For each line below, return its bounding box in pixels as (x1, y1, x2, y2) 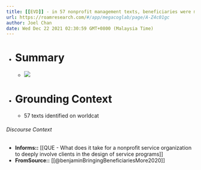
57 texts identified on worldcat (23, 112, 99, 119)
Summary (14, 51, 65, 64)
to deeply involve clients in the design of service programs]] (14, 150, 163, 158)
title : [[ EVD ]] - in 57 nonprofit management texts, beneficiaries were (6, 8, 191, 15)
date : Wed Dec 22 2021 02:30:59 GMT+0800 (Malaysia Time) (6, 25, 154, 32)
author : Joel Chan (6, 20, 52, 26)
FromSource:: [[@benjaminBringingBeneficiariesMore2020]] (14, 157, 166, 164)
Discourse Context (6, 126, 52, 133)
